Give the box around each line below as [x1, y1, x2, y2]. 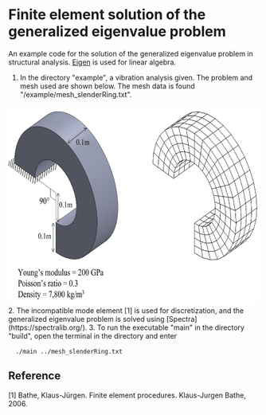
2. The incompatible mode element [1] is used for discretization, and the [8, 305, 244, 315]
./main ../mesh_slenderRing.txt [15, 347, 123, 355]
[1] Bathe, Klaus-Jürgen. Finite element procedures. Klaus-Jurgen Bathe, [8, 390, 247, 400]
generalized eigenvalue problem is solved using [8, 314, 165, 323]
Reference [8, 369, 61, 383]
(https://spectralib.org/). [8, 323, 88, 332]
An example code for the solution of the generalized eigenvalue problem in [8, 49, 253, 58]
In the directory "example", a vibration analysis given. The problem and [19, 72, 253, 82]
